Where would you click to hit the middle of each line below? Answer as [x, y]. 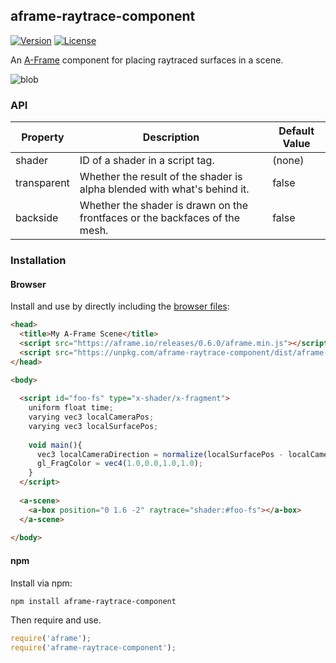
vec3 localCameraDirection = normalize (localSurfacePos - [160, 454]
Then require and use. [56, 620]
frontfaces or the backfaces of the [160, 218]
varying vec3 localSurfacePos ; [93, 426]
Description [171, 137]
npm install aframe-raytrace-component [93, 601]
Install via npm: [41, 583]
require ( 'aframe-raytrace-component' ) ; [93, 648]
